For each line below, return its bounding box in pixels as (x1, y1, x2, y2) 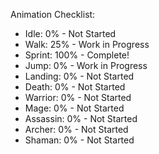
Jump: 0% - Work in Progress (24, 60, 148, 71)
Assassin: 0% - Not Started (24, 113, 138, 124)
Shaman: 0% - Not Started (24, 134, 135, 146)
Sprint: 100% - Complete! (24, 49, 130, 61)
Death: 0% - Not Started (24, 81, 126, 93)
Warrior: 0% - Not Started (24, 92, 132, 103)
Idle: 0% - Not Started (24, 28, 117, 39)
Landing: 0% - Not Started (24, 70, 135, 82)
